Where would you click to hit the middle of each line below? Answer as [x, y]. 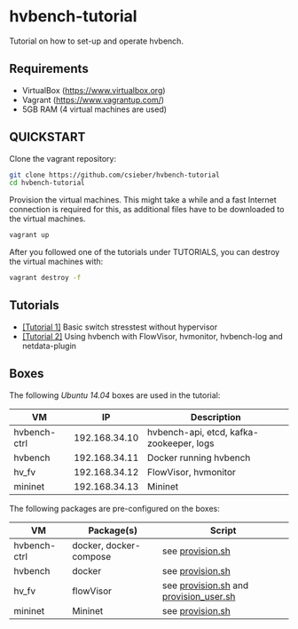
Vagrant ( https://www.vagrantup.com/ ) [93, 100]
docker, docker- [106, 545]
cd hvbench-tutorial [47, 183]
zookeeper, [171, 443]
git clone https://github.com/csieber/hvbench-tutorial [114, 175]
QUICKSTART [47, 137]
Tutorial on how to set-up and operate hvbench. [97, 41]
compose [92, 556]
